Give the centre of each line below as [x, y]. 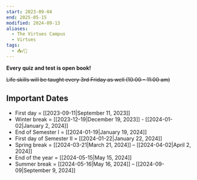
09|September [33, 170]
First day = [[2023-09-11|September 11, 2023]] [72, 113]
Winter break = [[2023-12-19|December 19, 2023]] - [79, 119]
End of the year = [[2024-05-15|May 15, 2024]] [73, 157]
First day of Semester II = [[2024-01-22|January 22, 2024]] [88, 138]
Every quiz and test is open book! [49, 68]
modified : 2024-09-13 [33, 23]
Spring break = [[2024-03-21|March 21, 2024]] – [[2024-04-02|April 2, [103, 145]
